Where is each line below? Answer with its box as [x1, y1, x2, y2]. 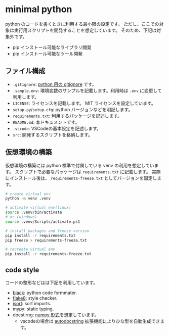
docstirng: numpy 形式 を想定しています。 [12, 312, 99, 318]
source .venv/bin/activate [5, 210, 62, 215]
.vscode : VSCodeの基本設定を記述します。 [12, 125, 101, 131]
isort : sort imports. [12, 301, 52, 306]
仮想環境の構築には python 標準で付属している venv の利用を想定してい [5, 162, 154, 168]
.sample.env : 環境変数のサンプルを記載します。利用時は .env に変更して [12, 87, 162, 93]
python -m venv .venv [5, 196, 51, 201]
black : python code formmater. [12, 290, 77, 296]
